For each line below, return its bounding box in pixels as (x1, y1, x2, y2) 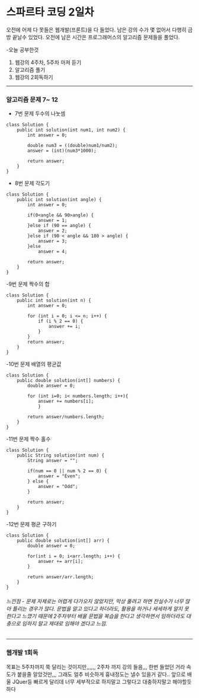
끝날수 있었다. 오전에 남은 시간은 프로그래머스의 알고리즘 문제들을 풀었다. (12, 33, 180, 40)
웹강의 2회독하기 (14, 74, 53, 81)
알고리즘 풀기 (14, 66, 46, 73)
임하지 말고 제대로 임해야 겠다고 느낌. (21, 620, 108, 627)
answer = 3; (37, 238, 68, 244)
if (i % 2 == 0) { (37, 318, 84, 324)
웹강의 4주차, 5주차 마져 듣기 (14, 59, 82, 66)
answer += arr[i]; (37, 559, 84, 565)
